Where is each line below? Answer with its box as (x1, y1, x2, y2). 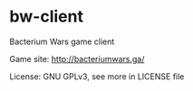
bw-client (9, 6, 84, 27)
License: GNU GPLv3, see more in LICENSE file (9, 70, 185, 82)
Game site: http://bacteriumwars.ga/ (9, 53, 145, 64)
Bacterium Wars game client (9, 36, 115, 47)
